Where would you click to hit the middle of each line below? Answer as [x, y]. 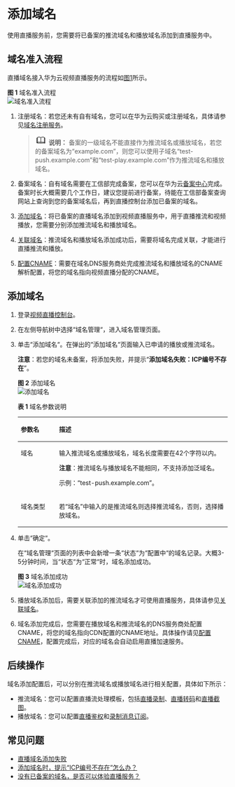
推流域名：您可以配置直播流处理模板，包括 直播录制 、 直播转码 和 [109, 699]
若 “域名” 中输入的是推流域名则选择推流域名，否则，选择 [138, 506]
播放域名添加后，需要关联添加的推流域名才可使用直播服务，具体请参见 [119, 601]
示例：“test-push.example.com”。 [109, 483]
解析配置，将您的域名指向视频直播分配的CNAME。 [90, 272]
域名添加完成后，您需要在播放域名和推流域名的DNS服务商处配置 [110, 624]
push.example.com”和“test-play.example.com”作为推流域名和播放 [130, 160]
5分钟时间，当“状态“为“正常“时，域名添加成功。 [86, 562]
